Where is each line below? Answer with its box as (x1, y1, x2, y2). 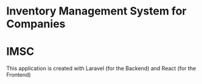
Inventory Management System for (6, 4, 187, 18)
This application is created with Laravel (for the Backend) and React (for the (6, 65, 197, 72)
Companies (6, 17, 66, 31)
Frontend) (6, 71, 32, 79)
